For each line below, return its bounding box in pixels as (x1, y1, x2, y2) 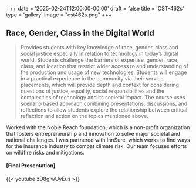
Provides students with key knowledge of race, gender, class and (20, 43, 178, 51)
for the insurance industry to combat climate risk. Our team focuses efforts (6, 142, 187, 149)
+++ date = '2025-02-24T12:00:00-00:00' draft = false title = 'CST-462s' (6, 5, 184, 12)
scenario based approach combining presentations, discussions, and (20, 100, 188, 107)
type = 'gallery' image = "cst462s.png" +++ (6, 11, 113, 18)
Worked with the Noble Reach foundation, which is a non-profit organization (6, 123, 190, 131)
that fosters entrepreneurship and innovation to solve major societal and (6, 130, 181, 137)
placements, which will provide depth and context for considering (20, 81, 180, 88)
